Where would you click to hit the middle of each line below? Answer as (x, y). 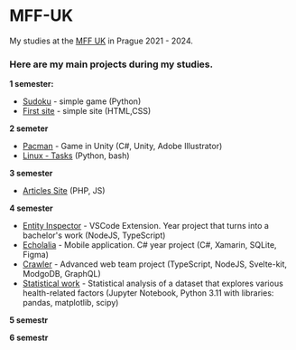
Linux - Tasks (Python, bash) (76, 156)
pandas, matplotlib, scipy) (70, 303)
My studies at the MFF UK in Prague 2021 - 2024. (102, 41)
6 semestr (29, 338)
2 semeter (29, 128)
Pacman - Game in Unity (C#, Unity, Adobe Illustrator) (122, 147)
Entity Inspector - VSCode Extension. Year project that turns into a (145, 226)
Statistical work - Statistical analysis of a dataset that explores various (153, 284)
